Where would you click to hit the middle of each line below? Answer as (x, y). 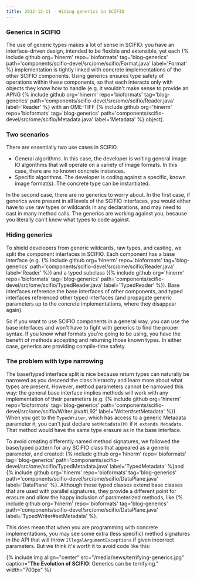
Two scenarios (28, 134)
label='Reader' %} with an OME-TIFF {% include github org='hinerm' (89, 107)
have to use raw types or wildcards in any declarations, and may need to (94, 207)
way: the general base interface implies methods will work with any (87, 392)
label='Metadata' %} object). (130, 119)
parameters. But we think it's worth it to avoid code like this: (78, 546)
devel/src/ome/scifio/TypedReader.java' (55, 285)
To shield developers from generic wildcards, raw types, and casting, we (94, 248)
